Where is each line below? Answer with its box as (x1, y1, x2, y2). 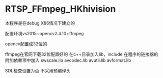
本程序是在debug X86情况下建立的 (5, 20, 75, 26)
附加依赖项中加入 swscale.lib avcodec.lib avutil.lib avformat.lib (5, 57, 131, 63)
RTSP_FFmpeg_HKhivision (5, 3, 116, 15)
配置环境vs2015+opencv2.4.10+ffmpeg (5, 30, 84, 36)
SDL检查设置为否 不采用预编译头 (5, 67, 71, 74)
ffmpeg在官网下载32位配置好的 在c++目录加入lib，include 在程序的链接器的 (5, 51, 159, 57)
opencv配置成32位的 (5, 40, 48, 47)
